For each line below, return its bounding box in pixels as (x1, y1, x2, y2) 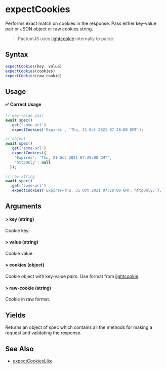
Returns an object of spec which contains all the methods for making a (5, 324, 153, 330)
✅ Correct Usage (5, 102, 41, 108)
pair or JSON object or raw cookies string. (5, 25, 94, 31)
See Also (5, 344, 34, 353)
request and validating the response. (5, 330, 82, 336)
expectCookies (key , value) (5, 63, 62, 69)
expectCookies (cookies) (5, 69, 56, 74)
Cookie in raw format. (5, 296, 51, 303)
